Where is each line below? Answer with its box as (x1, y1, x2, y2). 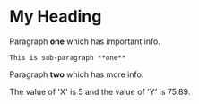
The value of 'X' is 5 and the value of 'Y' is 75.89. (9, 86, 191, 97)
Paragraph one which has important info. (9, 36, 161, 47)
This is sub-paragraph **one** (9, 53, 126, 62)
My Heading (9, 6, 102, 27)
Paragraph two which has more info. (9, 69, 144, 80)
